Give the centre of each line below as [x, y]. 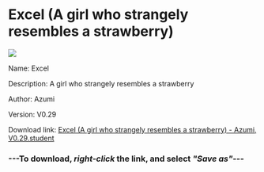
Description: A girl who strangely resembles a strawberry [101, 83]
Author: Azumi [32, 99]
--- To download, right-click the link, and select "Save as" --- [126, 159]
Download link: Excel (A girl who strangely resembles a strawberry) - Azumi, [132, 129]
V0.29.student [31, 138]
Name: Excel [29, 68]
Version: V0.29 [32, 114]
